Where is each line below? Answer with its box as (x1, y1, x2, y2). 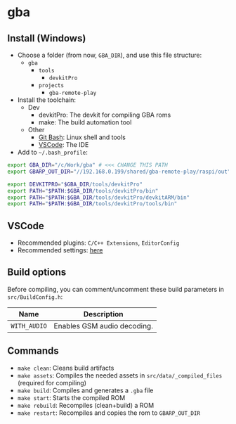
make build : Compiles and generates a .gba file (17, 386, 154, 394)
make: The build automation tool (38, 118, 132, 127)
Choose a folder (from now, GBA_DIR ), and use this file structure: (17, 51, 202, 59)
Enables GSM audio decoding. (53, 321, 153, 330)
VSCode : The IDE (38, 141, 89, 148)
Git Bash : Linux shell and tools (38, 133, 126, 141)
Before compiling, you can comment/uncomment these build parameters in (7, 285, 225, 293)
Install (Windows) (7, 32, 86, 44)
